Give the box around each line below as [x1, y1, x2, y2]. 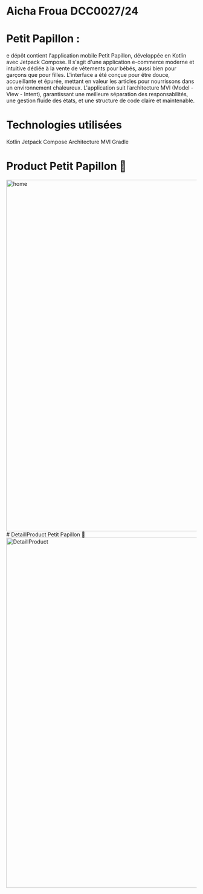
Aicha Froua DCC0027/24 [6, 4, 139, 18]
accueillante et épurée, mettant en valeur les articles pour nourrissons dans [6, 77, 195, 85]
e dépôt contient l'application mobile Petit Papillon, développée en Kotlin [6, 52, 187, 59]
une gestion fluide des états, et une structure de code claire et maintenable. [6, 97, 195, 104]
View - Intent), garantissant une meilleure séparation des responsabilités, [6, 91, 188, 98]
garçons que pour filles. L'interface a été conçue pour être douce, [6, 71, 170, 79]
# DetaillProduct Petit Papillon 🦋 [6, 531, 86, 538]
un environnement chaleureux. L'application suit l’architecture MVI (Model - [6, 84, 194, 91]
